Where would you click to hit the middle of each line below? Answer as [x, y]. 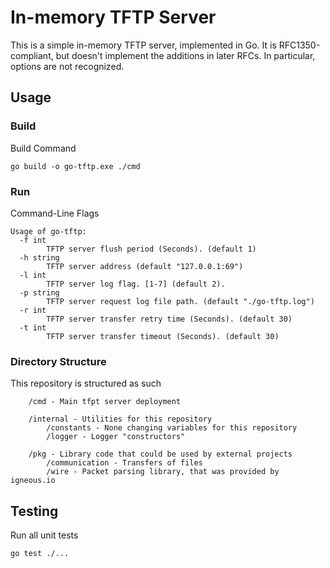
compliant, [32, 55]
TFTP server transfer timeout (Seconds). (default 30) [163, 336]
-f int [33, 240]
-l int [33, 275]
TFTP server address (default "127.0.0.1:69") [145, 266]
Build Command [43, 148]
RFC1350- [299, 45]
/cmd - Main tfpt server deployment [105, 402]
